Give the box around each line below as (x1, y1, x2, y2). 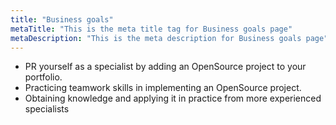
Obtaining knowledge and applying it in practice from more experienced (24, 92, 322, 105)
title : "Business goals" (10, 14, 114, 25)
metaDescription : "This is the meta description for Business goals (10, 33, 302, 43)
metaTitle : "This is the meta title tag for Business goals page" (10, 24, 293, 34)
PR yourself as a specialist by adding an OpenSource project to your (24, 61, 307, 73)
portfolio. (24, 71, 63, 83)
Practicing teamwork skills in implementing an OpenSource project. (24, 82, 302, 94)
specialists (24, 103, 70, 115)
